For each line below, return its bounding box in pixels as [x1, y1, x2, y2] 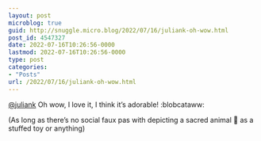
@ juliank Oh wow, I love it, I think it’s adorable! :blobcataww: [8, 100, 205, 109]
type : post [8, 56, 44, 64]
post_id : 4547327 [8, 33, 66, 42]
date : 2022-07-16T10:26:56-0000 [8, 41, 115, 49]
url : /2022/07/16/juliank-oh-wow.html [8, 78, 136, 86]
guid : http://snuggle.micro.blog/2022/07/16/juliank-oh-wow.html [8, 26, 228, 34]
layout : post [8, 11, 52, 20]
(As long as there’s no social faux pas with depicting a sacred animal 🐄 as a [8, 115, 254, 124]
